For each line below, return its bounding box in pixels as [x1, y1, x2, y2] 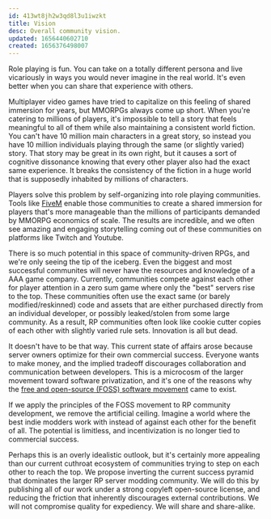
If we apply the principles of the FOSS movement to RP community [8, 400, 231, 410]
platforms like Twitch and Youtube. [8, 233, 124, 243]
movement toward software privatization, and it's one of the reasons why [8, 376, 252, 386]
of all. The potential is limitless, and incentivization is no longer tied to [8, 426, 240, 436]
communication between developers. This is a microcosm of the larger [8, 367, 244, 377]
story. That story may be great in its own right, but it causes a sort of [8, 149, 237, 158]
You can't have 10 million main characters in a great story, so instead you [8, 131, 252, 141]
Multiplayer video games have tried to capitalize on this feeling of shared [8, 97, 251, 107]
